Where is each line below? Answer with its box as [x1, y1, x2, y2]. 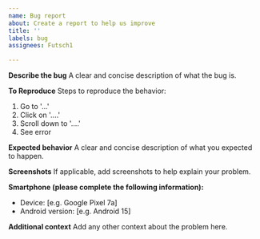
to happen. [8, 152, 44, 161]
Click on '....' [19, 110, 61, 120]
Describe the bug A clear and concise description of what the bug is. [8, 71, 237, 80]
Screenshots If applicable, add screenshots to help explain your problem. [8, 167, 251, 176]
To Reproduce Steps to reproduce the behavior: [8, 86, 166, 96]
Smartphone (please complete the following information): [8, 182, 204, 192]
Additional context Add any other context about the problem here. [8, 222, 228, 232]
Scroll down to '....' [19, 119, 82, 128]
